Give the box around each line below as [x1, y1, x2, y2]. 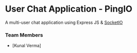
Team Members [5, 32, 43, 38]
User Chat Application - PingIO [5, 3, 133, 15]
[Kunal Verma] [12, 43, 42, 49]
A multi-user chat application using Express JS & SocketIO [5, 19, 123, 25]
